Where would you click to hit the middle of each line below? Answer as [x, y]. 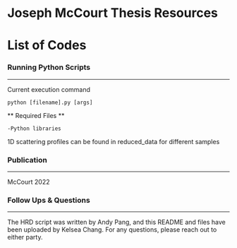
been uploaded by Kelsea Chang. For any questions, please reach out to [112, 230]
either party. [25, 237]
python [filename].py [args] [50, 102]
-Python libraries [34, 129]
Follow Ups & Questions [49, 200]
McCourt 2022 [29, 182]
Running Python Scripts [49, 67]
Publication [27, 160]
